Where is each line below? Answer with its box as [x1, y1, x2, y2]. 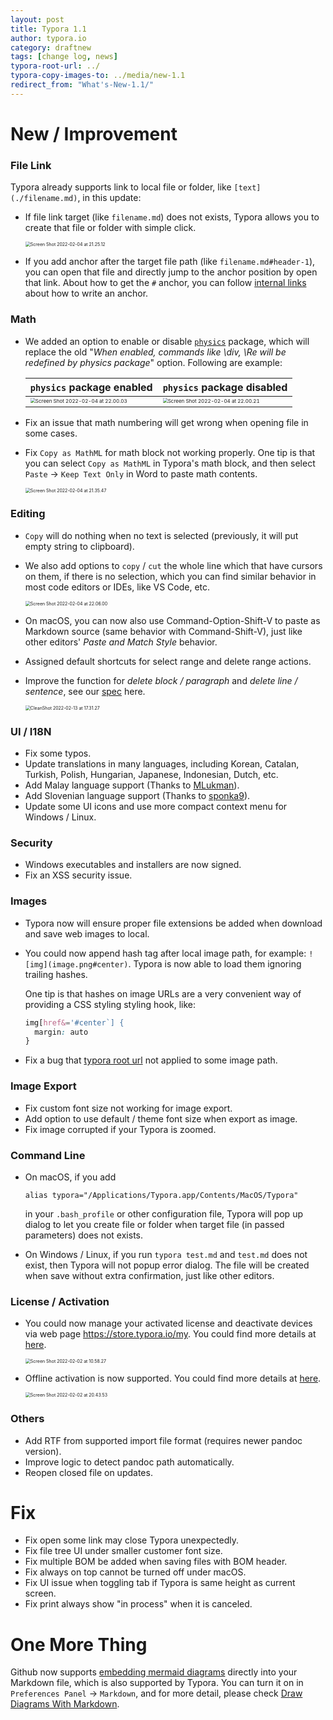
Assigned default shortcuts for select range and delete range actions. [24, 655, 312, 667]
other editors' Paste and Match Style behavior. [24, 636, 218, 648]
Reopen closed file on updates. [24, 1466, 153, 1478]
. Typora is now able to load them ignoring [128, 957, 302, 970]
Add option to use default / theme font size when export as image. [24, 1112, 298, 1125]
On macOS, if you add [24, 1171, 117, 1183]
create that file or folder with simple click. [24, 222, 197, 234]
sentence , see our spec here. [24, 685, 146, 697]
